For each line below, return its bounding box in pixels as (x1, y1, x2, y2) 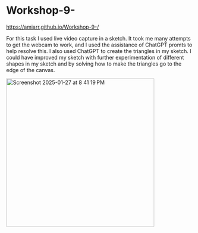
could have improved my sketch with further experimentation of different (6, 54, 184, 61)
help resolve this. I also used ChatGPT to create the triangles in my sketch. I (6, 47, 191, 54)
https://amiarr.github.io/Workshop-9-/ (6, 23, 99, 30)
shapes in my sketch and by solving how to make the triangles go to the (6, 60, 182, 67)
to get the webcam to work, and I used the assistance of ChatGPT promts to (6, 41, 193, 48)
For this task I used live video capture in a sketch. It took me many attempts (6, 35, 191, 42)
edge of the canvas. (6, 66, 55, 73)
